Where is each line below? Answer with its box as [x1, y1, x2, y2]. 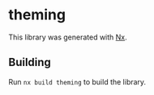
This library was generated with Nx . [8, 32, 127, 42]
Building [8, 56, 51, 69]
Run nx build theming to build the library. [8, 76, 147, 86]
